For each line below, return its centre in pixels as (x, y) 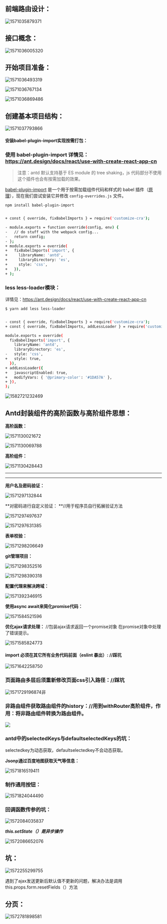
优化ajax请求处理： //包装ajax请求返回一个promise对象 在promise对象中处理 (83, 626)
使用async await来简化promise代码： (44, 606)
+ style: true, (23, 359)
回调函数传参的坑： (28, 810)
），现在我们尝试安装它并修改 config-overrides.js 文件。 (68, 196)
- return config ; (25, 237)
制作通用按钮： (23, 785)
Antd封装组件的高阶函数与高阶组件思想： (68, 413)
